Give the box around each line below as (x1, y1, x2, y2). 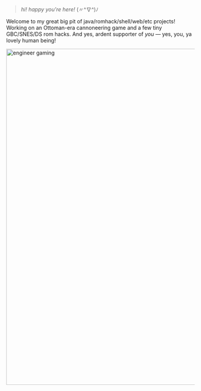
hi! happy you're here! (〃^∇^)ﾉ (20, 6, 99, 13)
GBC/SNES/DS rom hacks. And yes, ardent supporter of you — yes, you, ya (6, 31, 192, 38)
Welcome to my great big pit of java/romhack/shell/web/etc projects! (6, 18, 175, 25)
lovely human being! (6, 37, 56, 44)
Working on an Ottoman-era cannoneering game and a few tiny (6, 24, 163, 31)
